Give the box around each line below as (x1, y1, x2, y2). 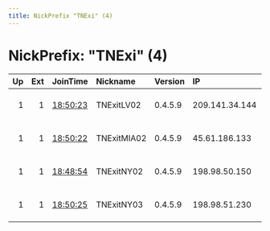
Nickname (96, 76, 136, 87)
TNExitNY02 (96, 166, 143, 177)
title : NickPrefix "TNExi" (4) (8, 11, 113, 20)
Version (153, 76, 185, 87)
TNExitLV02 (96, 99, 141, 110)
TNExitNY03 (96, 199, 143, 210)
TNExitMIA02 (96, 132, 147, 143)
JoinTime (51, 76, 88, 87)
